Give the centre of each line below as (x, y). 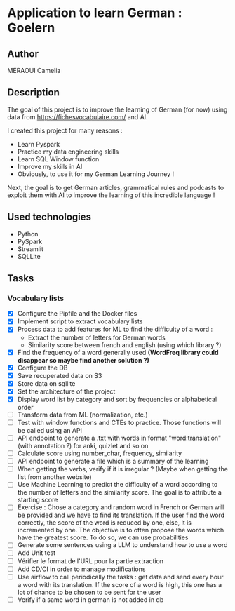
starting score (38, 500)
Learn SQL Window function (58, 159)
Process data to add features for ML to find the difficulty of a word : (115, 329)
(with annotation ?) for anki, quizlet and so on (83, 446)
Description (33, 93)
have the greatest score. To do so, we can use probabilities (103, 537)
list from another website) (55, 477)
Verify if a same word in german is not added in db (90, 599)
